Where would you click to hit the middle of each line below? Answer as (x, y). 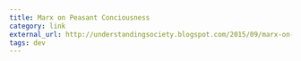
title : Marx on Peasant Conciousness (80, 17)
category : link (38, 26)
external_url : (36, 34)
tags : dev (28, 43)
